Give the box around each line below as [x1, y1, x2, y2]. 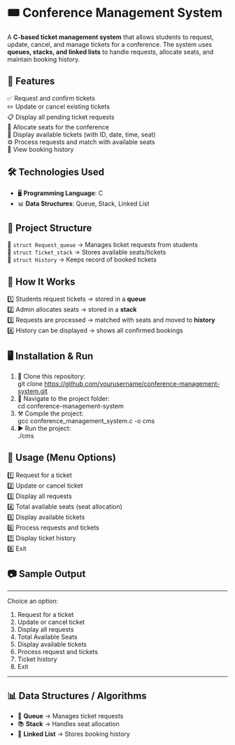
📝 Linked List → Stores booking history [17, 730, 131, 738]
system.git [17, 387, 48, 395]
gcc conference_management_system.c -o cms [17, 417, 155, 425]
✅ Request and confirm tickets [7, 94, 96, 102]
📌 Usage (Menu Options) [7, 452, 117, 464]
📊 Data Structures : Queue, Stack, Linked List [17, 199, 150, 208]
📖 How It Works [7, 276, 76, 288]
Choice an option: [7, 597, 59, 605]
